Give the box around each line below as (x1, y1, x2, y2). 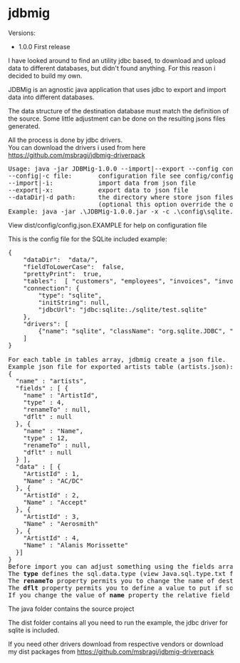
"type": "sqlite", (38, 291, 103, 299)
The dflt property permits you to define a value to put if (8, 584, 223, 592)
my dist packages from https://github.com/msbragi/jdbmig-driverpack (8, 647, 214, 656)
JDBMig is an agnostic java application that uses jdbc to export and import (8, 85, 226, 93)
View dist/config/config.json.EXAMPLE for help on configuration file (8, 221, 207, 229)
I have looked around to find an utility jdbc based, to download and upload (8, 56, 226, 65)
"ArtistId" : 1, (23, 470, 80, 477)
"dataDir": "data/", (23, 255, 99, 263)
